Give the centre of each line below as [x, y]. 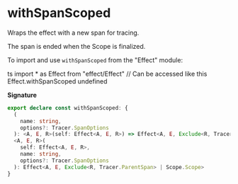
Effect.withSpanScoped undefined [57, 81]
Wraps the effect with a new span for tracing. [73, 33]
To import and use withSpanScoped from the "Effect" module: [95, 60]
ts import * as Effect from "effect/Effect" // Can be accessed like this [107, 74]
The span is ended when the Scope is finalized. [76, 46]
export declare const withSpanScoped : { [68, 108]
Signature [22, 95]
